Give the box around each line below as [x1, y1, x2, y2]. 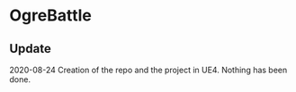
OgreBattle [9, 5, 92, 26]
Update [9, 41, 52, 56]
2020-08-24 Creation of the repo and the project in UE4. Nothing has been [9, 64, 288, 75]
